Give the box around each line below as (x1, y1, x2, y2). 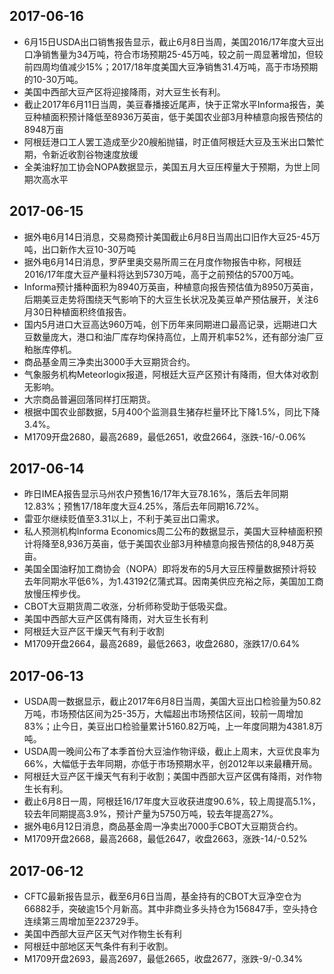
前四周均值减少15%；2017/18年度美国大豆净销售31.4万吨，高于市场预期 (23, 60, 319, 73)
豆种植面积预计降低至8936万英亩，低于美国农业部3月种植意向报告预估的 (23, 110, 324, 123)
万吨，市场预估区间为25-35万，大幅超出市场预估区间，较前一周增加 (23, 708, 304, 720)
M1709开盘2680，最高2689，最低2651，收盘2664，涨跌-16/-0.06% (23, 430, 307, 443)
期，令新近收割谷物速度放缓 (23, 148, 139, 160)
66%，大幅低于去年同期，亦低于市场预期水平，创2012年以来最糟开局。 (23, 758, 318, 770)
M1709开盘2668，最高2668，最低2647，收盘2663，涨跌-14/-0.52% (23, 833, 308, 845)
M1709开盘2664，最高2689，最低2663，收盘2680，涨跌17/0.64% (23, 638, 301, 650)
